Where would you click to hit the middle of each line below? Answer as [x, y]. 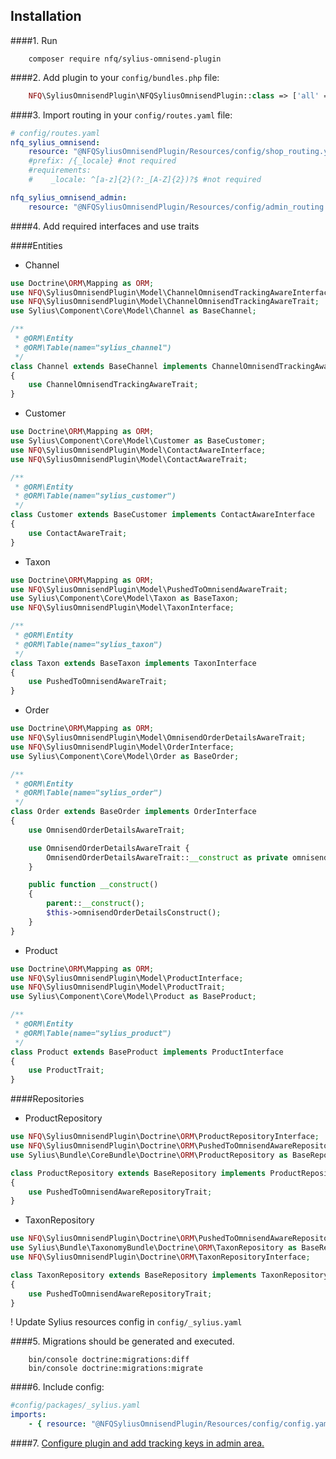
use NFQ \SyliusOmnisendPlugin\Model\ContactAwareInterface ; [138, 450]
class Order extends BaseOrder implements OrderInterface [133, 812]
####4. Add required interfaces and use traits [105, 226]
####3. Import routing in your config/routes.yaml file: [121, 115]
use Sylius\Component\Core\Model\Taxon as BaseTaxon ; [125, 599]
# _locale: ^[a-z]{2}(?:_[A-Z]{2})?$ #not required [145, 180]
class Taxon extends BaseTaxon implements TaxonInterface [133, 663]
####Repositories [47, 1099]
